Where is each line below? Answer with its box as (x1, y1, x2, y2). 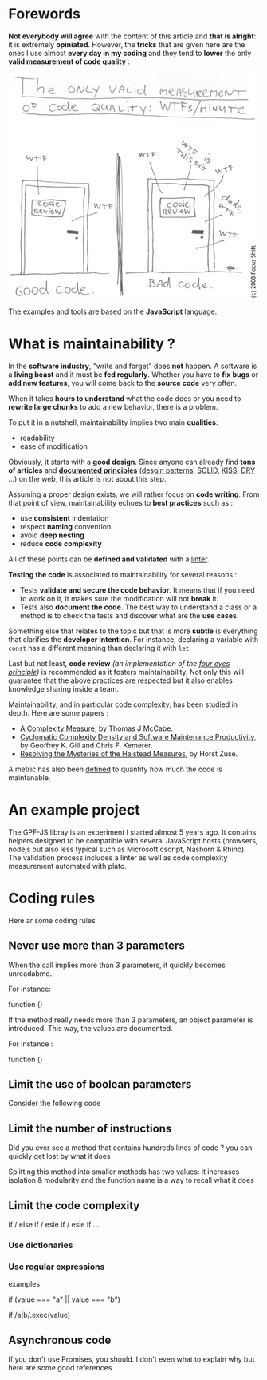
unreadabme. (8, 968, 53, 978)
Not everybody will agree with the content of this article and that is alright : (8, 31, 257, 41)
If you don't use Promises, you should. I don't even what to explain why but (8, 1354, 255, 1364)
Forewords (8, 5, 81, 23)
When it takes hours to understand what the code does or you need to (8, 393, 241, 403)
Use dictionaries (8, 1239, 73, 1251)
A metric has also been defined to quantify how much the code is (8, 764, 223, 774)
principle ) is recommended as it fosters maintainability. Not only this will (8, 667, 245, 676)
